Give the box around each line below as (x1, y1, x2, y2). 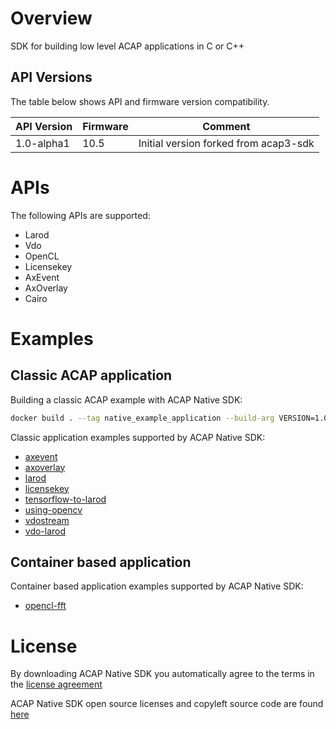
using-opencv (24, 503, 83, 516)
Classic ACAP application (10, 367, 173, 384)
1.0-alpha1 (15, 136, 70, 150)
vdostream (24, 514, 70, 526)
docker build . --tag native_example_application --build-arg (10, 413, 275, 423)
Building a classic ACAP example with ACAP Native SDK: (10, 393, 243, 406)
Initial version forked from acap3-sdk (138, 136, 315, 150)
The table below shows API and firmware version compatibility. (10, 95, 270, 107)
